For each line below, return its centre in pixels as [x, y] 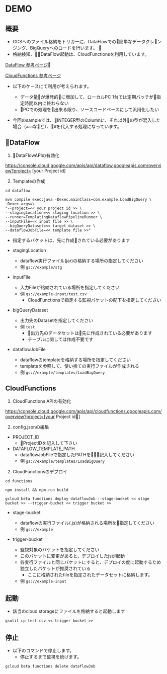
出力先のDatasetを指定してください [57, 320]
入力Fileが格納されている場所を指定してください [70, 287]
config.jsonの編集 [31, 427]
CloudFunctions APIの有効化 [42, 401]
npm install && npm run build [37, 490]
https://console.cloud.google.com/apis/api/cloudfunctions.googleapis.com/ [83, 411]
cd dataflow [18, 191]
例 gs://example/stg [41, 267]
